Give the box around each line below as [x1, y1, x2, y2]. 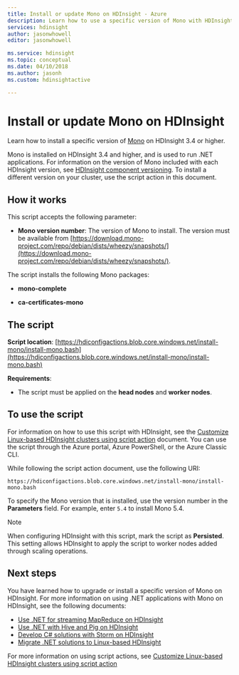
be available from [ [17, 234, 73, 243]
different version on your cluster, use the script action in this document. [7, 173, 217, 182]
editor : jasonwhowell [7, 37, 72, 44]
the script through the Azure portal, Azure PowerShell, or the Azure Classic [7, 442, 228, 451]
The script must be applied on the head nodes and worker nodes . [17, 388, 212, 397]
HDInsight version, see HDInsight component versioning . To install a [7, 165, 207, 174]
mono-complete [17, 284, 67, 293]
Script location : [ [7, 337, 58, 346]
